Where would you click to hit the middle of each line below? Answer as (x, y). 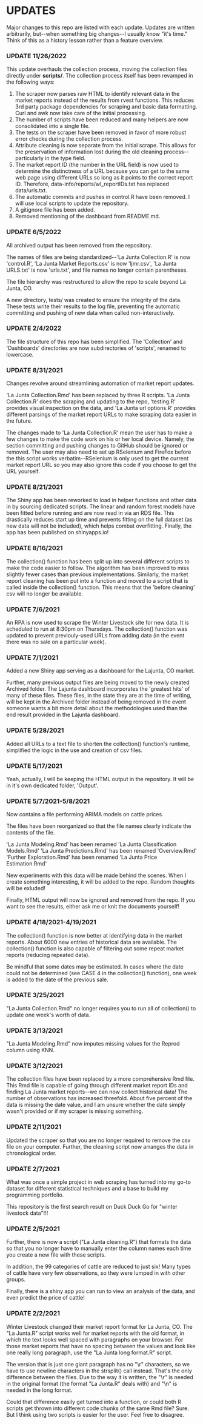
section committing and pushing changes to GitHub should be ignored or (97, 446)
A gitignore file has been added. (55, 210)
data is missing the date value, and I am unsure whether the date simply (96, 1105)
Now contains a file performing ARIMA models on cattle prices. (85, 814)
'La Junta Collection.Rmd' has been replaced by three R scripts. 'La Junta (98, 395)
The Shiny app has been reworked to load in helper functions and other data (101, 500)
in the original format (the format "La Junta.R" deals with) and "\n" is (92, 1383)
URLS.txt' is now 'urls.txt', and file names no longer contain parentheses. (97, 270)
